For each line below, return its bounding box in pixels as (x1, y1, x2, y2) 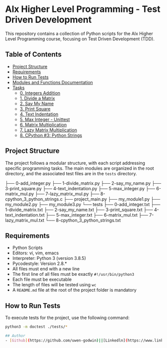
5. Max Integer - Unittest (19, 116, 70, 122)
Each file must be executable (12, 276, 72, 282)
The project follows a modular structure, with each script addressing (5, 160, 146, 166)
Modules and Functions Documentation (12, 79, 93, 85)
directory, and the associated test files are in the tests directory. (5, 170, 137, 176)
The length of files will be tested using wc (12, 282, 96, 288)
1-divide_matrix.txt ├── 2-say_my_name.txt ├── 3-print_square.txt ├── (5, 207, 153, 213)
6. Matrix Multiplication (19, 121, 67, 127)
